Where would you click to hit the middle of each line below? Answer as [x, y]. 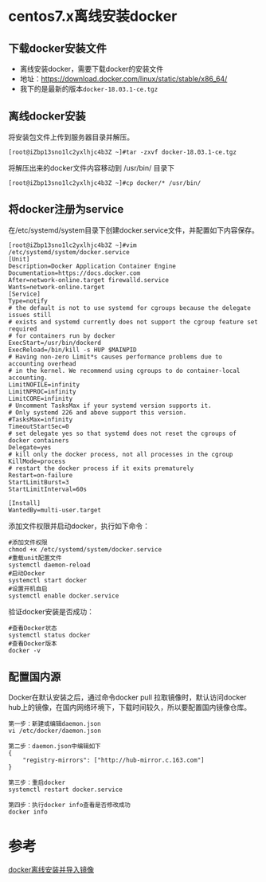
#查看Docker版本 [33, 643]
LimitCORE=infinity [41, 398]
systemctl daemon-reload [49, 565]
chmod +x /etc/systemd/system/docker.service [85, 549]
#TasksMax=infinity [41, 419]
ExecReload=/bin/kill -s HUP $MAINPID [72, 350]
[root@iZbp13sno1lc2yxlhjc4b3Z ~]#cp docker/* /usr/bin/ [105, 183]
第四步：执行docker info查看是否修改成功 [70, 806]
